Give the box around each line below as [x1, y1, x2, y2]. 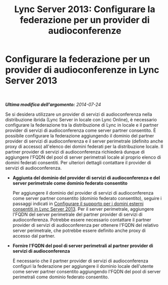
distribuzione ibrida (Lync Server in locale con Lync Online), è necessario [5, 116, 157, 122]
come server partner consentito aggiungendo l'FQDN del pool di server [12, 268, 161, 274]
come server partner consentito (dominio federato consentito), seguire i [12, 195, 162, 201]
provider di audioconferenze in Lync [5, 64, 160, 76]
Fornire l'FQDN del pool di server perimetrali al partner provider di [12, 243, 153, 249]
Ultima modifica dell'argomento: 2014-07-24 [5, 101, 101, 107]
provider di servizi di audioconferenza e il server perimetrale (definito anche [5, 138, 163, 144]
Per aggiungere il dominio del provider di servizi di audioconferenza [12, 189, 154, 196]
